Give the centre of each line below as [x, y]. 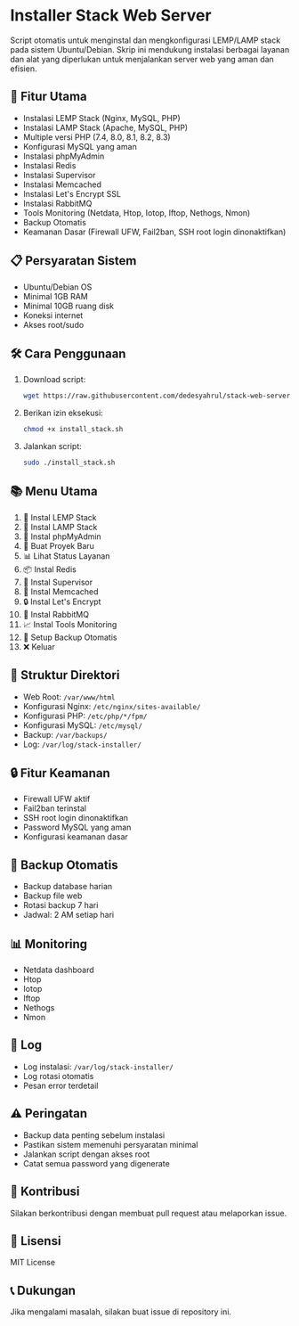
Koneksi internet [53, 315]
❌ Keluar [39, 646]
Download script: [54, 380]
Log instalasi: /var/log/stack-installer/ [98, 1067]
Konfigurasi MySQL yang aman [80, 146]
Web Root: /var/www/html [69, 697]
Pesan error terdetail [61, 1085]
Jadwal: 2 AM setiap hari [69, 915]
